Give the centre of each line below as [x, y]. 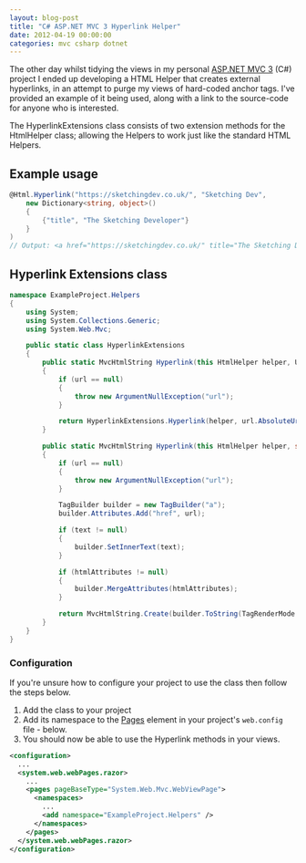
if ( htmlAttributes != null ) [113, 572]
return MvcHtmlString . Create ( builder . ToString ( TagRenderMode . [178, 614]
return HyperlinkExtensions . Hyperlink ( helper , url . [158, 421]
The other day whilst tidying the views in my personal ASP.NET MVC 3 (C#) [151, 69]
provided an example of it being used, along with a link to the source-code [149, 99]
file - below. [45, 729]
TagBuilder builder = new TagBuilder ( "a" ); [142, 505]
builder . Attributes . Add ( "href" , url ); [132, 514]
